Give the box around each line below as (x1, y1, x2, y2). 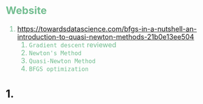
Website (5, 4, 47, 17)
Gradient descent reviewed (29, 41, 117, 50)
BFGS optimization (29, 65, 89, 73)
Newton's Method (29, 50, 82, 57)
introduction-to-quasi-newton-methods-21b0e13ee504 (17, 33, 194, 42)
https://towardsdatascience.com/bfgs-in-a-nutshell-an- (17, 25, 197, 34)
